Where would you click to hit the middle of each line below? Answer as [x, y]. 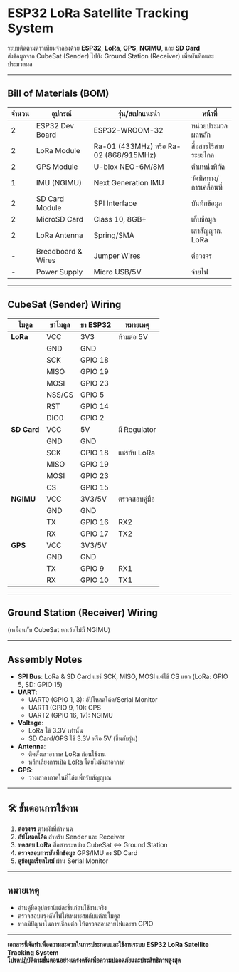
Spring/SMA [114, 235]
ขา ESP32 [96, 324]
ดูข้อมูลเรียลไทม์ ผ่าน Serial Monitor [63, 861]
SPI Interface [115, 203]
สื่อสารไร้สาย [208, 146]
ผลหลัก [201, 135]
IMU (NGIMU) [59, 182]
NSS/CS [59, 395]
